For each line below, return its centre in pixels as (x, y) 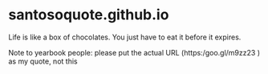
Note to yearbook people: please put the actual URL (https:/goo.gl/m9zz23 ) (134, 52)
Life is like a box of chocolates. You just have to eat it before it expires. (125, 37)
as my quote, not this (43, 61)
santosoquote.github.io (89, 15)
